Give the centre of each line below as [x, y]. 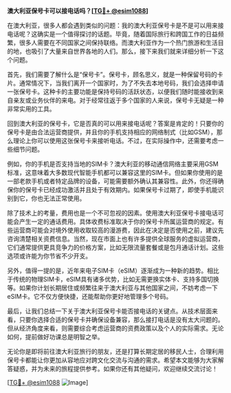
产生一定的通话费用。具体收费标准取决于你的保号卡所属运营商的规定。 [118, 222]
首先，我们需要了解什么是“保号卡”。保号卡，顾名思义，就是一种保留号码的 [112, 74]
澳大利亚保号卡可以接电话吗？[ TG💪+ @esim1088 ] [78, 11]
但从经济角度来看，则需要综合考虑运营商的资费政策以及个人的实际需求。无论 [115, 328]
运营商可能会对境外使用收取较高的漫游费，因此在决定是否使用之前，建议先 [118, 230]
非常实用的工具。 [31, 109]
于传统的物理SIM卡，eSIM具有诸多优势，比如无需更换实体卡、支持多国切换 [113, 279]
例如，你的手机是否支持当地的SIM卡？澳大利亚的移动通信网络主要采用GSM [113, 164]
